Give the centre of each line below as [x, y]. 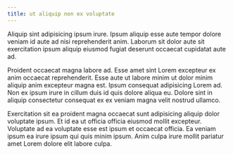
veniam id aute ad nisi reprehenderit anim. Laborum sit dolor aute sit [106, 41]
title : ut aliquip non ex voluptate [61, 14]
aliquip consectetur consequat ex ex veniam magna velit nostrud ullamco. [114, 100]
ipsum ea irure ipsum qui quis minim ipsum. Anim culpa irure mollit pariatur [115, 136]
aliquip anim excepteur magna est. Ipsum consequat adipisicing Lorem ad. [115, 85]
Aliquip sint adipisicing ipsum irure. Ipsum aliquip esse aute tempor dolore [114, 34]
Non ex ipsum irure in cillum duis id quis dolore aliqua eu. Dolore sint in [110, 92]
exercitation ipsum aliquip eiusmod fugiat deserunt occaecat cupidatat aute [117, 49]
